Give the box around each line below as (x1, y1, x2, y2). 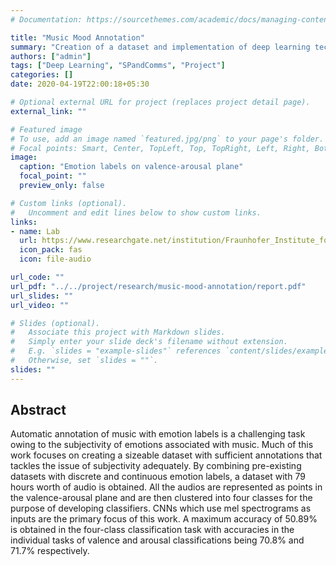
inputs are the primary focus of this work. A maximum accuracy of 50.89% (10, 513, 318, 525)
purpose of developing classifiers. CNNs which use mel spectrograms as (10, 502, 312, 515)
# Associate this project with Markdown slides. (10, 327, 226, 338)
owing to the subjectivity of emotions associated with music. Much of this (10, 439, 314, 451)
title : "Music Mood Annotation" (10, 32, 145, 43)
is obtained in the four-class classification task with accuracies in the (10, 524, 295, 536)
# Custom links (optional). (10, 198, 128, 208)
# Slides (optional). (10, 318, 101, 328)
